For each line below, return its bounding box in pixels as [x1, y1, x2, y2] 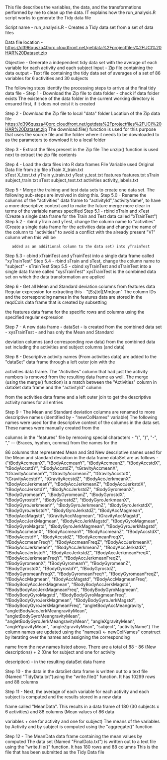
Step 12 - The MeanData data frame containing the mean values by [5, 733, 143, 739]
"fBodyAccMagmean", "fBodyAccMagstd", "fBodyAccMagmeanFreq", [5, 576, 148, 582]
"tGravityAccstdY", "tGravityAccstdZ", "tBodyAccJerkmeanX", [5, 476, 132, 482]
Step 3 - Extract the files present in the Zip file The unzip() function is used [5, 147, 159, 152]
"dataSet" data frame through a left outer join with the [5, 359, 115, 365]
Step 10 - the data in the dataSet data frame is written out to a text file [5, 669, 148, 674]
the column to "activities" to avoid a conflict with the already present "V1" [5, 229, 156, 235]
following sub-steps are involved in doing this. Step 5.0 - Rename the [5, 192, 147, 198]
